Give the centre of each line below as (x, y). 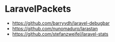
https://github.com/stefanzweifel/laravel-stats (60, 34)
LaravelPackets (38, 9)
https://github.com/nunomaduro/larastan (55, 28)
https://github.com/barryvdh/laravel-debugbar (61, 23)
